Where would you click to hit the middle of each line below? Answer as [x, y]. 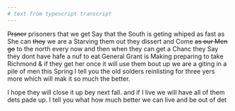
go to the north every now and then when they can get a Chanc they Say [113, 48]
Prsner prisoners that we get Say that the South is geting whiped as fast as [116, 34]
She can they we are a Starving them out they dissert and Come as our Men [117, 41]
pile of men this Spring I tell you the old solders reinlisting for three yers [111, 71]
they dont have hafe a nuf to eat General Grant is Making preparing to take [115, 56]
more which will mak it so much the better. [69, 79]
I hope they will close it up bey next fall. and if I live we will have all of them [116, 92]
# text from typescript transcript [60, 14]
